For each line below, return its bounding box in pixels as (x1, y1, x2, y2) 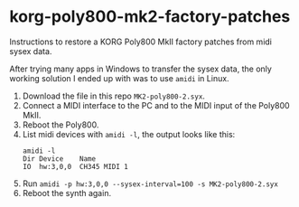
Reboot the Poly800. (22, 119, 99, 130)
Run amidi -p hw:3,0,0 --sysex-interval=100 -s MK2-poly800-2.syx (22, 178, 278, 189)
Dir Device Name (22, 154, 97, 164)
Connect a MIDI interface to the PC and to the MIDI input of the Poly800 (22, 99, 291, 110)
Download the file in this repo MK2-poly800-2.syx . (22, 90, 206, 101)
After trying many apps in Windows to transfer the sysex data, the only (9, 63, 273, 74)
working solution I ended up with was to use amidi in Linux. (9, 72, 229, 83)
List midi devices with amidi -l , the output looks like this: (22, 128, 236, 139)
